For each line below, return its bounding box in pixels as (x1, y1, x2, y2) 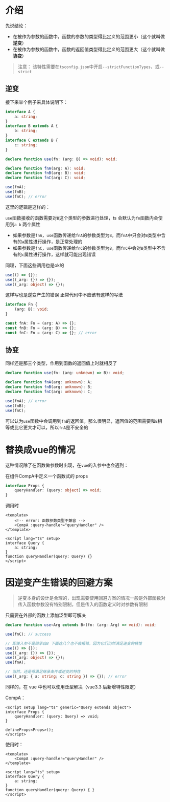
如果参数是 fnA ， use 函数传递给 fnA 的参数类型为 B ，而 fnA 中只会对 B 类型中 (12, 232, 162, 238)
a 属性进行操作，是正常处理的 (21, 239, 83, 245)
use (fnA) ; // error (5, 398, 47, 403)
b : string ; (14, 128, 38, 134)
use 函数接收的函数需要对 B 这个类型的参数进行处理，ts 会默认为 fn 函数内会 (5, 214, 158, 221)
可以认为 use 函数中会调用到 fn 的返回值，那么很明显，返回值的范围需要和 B (5, 418, 158, 424)
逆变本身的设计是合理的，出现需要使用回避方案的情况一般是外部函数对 (17, 595, 166, 601)
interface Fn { (5, 302, 38, 307)
